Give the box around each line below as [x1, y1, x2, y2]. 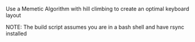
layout [5, 12, 21, 19]
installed [5, 30, 27, 37]
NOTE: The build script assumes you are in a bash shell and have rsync [5, 24, 185, 30]
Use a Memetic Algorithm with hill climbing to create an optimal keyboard [5, 5, 190, 12]
